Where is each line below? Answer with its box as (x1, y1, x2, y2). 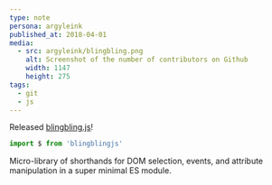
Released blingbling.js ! (9, 122, 93, 133)
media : (9, 38, 34, 48)
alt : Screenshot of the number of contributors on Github (25, 55, 249, 64)
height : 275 (25, 72, 70, 81)
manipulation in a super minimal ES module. (9, 165, 172, 176)
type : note (9, 13, 51, 23)
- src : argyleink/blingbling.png (17, 47, 144, 56)
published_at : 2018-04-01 (9, 30, 107, 39)
